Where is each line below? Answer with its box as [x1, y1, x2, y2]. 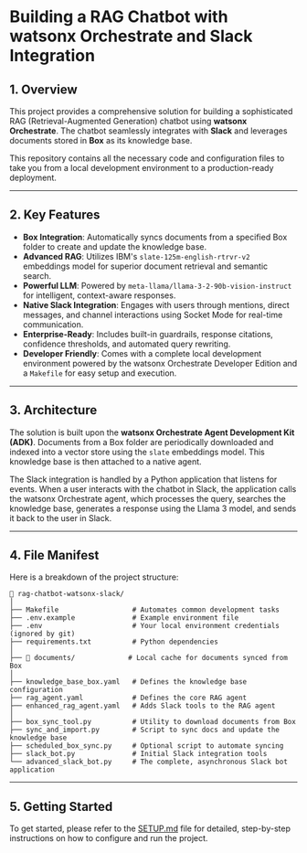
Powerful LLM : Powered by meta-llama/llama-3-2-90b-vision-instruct [22, 280, 292, 291]
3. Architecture [9, 402, 98, 418]
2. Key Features [9, 208, 101, 223]
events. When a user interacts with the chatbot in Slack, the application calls [9, 483, 297, 495]
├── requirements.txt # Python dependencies [9, 637, 219, 646]
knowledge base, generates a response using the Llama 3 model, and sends [9, 503, 297, 514]
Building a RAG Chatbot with [9, 6, 228, 27]
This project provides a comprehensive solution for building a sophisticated [9, 106, 293, 116]
